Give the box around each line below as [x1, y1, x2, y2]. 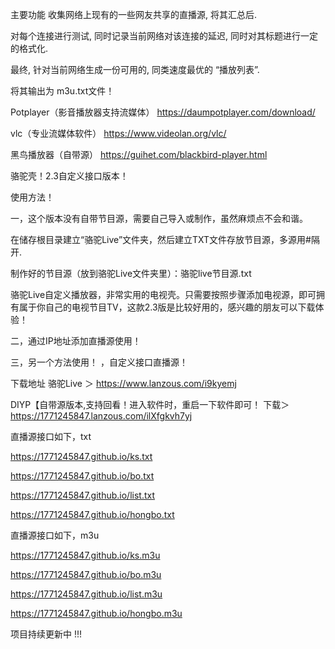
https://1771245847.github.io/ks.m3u [10, 549, 161, 561]
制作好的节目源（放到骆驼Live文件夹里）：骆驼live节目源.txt [10, 268, 252, 279]
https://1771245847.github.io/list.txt [10, 489, 156, 501]
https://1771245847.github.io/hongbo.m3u [10, 608, 183, 619]
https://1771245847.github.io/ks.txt [10, 451, 153, 462]
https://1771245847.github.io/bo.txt [10, 470, 155, 482]
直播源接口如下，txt [10, 431, 92, 442]
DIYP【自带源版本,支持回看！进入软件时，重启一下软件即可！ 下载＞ [10, 399, 290, 410]
